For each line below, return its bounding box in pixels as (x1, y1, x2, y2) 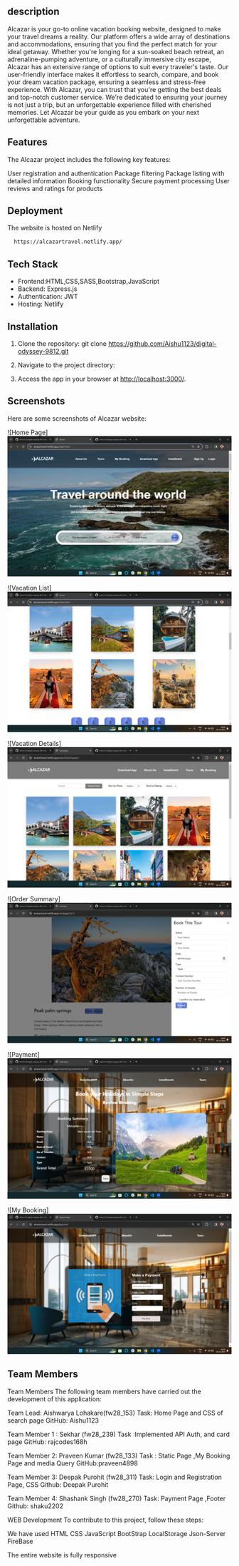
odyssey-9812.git (17, 347, 69, 355)
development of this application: (7, 1394, 102, 1403)
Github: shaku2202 (7, 1501, 64, 1510)
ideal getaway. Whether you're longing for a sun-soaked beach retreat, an (7, 47, 224, 56)
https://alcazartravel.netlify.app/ (14, 238, 122, 245)
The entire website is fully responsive (7, 1550, 117, 1559)
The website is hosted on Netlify (7, 224, 102, 232)
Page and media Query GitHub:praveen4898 (7, 1458, 139, 1468)
